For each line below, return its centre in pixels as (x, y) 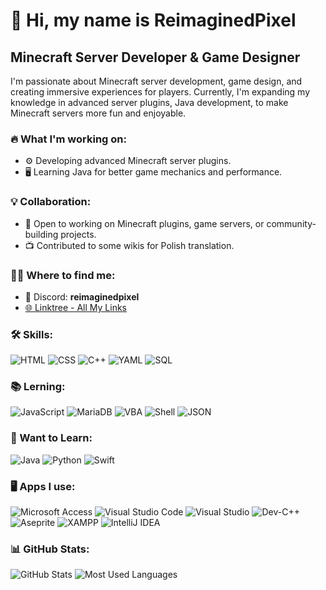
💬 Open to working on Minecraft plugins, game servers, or (144, 223)
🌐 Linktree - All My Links (76, 307)
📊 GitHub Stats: (50, 549)
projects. (78, 234)
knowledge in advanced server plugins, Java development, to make (149, 102)
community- (291, 223)
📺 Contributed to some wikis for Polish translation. (129, 245)
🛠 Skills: (32, 334)
